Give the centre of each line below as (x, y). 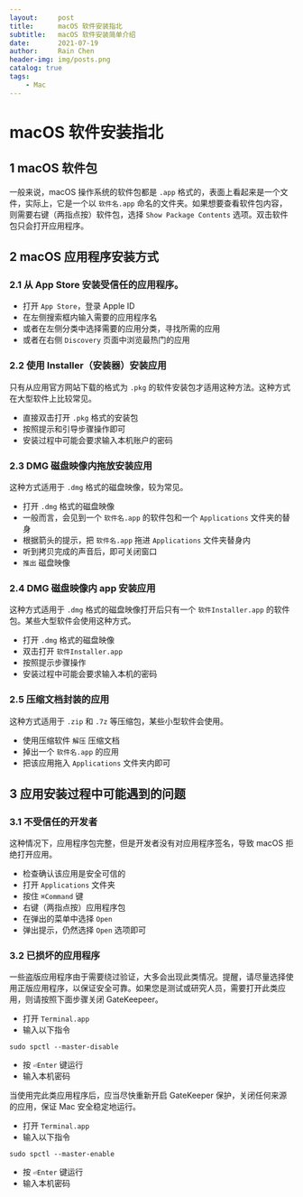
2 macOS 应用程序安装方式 (84, 257)
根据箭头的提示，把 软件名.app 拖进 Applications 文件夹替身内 (136, 540)
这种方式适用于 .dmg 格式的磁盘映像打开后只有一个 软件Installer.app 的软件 (150, 609)
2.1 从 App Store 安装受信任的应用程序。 (96, 284)
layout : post (42, 18)
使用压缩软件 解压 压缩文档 (71, 740)
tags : (19, 77)
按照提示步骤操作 (54, 663)
